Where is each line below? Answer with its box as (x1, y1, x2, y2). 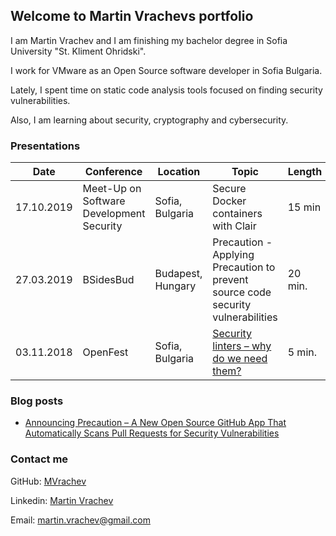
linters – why (212, 339, 272, 353)
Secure (212, 182, 247, 196)
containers (212, 207, 263, 221)
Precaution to (212, 260, 276, 274)
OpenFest (82, 345, 129, 359)
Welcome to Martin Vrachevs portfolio (10, 8, 254, 25)
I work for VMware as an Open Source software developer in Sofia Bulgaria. (10, 64, 323, 76)
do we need (212, 352, 268, 366)
